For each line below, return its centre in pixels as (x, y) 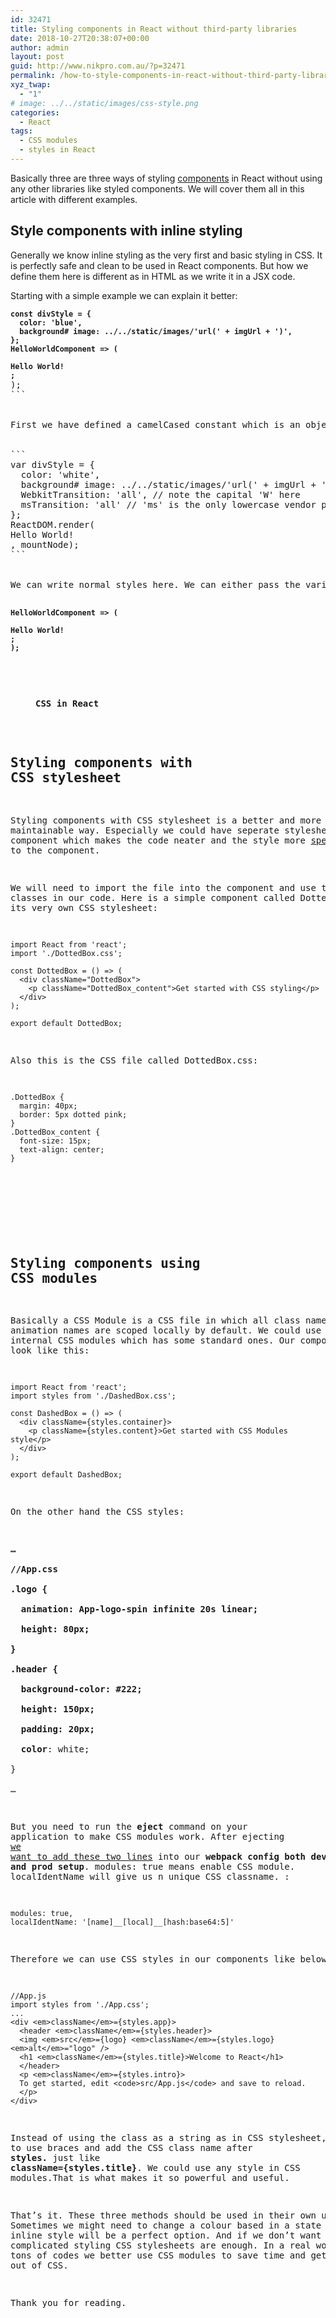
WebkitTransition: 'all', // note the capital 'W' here (160, 494)
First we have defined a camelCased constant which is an (155, 424)
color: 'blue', (51, 322)
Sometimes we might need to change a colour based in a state (166, 2225)
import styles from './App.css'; (80, 2005)
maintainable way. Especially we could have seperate (145, 830)
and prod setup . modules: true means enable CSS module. (153, 1867)
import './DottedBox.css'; (66, 953)
